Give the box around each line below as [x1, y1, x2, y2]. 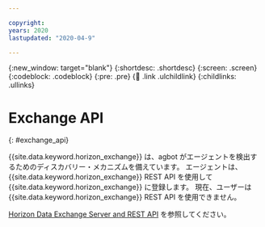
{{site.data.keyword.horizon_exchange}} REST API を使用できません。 [8, 192, 242, 202]
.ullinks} [8, 80, 35, 90]
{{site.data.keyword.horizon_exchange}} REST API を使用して [8, 172, 213, 182]
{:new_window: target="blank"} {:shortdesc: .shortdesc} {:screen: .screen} [8, 63, 258, 73]
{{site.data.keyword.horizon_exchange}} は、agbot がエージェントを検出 [8, 152, 250, 162]
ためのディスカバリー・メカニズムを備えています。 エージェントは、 [15, 162, 242, 172]
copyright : [8, 19, 45, 27]
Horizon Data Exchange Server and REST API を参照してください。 [8, 209, 232, 219]
